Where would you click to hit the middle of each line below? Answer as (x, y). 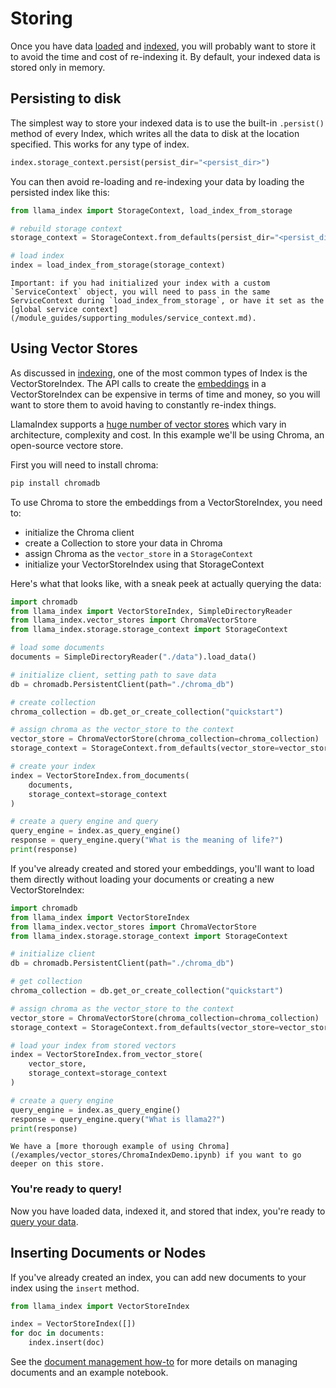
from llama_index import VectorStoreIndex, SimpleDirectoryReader (151, 611)
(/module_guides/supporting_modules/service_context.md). (133, 318)
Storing (41, 18)
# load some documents (57, 648)
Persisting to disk (66, 98)
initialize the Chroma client (79, 532)
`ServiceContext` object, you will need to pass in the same (140, 292)
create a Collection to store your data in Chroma (123, 543)
